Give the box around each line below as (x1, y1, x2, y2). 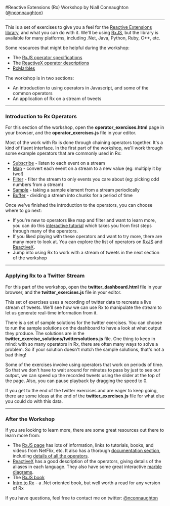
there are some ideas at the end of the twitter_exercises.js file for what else (5, 393, 164, 399)
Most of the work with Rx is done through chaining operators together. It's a (5, 140, 163, 146)
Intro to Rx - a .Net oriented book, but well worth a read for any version (12, 480, 160, 486)
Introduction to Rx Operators (5, 113, 77, 120)
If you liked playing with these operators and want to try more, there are (12, 234, 162, 240)
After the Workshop (5, 416, 55, 423)
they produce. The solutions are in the (5, 330, 84, 336)
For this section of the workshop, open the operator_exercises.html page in (5, 124, 164, 130)
